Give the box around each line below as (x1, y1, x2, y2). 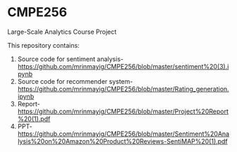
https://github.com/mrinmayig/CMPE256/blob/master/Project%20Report (17, 107, 229, 115)
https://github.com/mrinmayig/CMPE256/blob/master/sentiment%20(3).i (17, 62, 229, 70)
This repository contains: (7, 41, 80, 49)
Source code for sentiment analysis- (17, 54, 123, 63)
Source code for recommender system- (17, 77, 133, 85)
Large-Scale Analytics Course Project (7, 27, 117, 36)
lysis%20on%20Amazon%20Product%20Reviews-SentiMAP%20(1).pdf (17, 137, 228, 145)
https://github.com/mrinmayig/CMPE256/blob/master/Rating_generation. (17, 84, 229, 93)
